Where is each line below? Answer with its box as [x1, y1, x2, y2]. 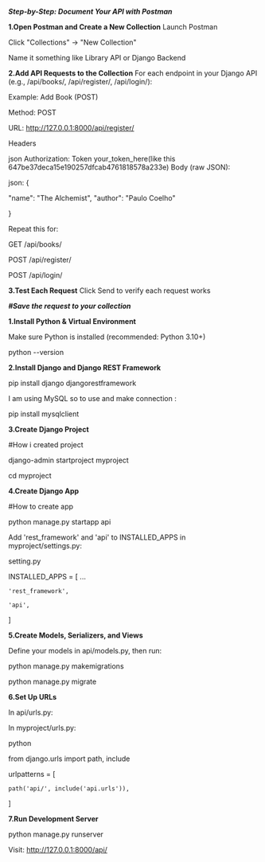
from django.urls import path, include [8, 754, 131, 763]
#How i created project [8, 440, 84, 449]
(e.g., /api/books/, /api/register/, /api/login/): [8, 77, 153, 86]
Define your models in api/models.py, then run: [8, 646, 162, 655]
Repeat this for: [8, 224, 59, 233]
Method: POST [8, 107, 57, 117]
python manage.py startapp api [8, 517, 111, 526]
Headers [8, 138, 37, 148]
